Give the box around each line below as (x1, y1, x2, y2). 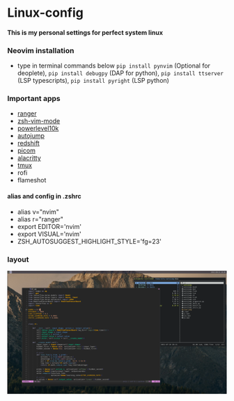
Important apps (7, 94, 61, 103)
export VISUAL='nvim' (17, 230, 81, 238)
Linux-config (7, 5, 84, 21)
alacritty (17, 154, 42, 162)
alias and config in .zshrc (7, 191, 81, 200)
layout (7, 254, 29, 264)
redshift (17, 139, 40, 148)
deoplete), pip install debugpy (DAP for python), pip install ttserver (17, 69, 224, 77)
